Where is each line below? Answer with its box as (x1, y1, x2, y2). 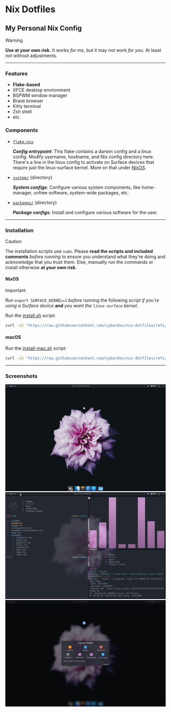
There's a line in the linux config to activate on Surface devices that (12, 159, 154, 165)
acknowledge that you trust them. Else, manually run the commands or (5, 259, 154, 265)
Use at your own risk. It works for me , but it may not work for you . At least (5, 47, 161, 53)
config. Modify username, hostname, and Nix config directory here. (12, 154, 154, 160)
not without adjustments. (5, 52, 58, 59)
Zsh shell (12, 108, 32, 115)
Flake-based (12, 81, 40, 88)
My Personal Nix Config (5, 24, 82, 33)
